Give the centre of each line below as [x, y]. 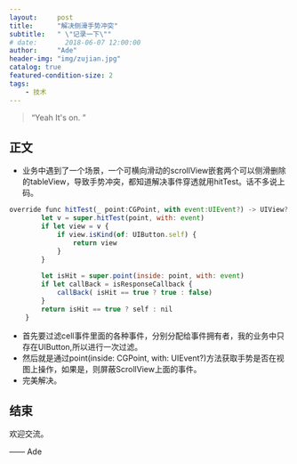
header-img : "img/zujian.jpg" [65, 59]
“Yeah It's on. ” [58, 118]
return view [95, 243]
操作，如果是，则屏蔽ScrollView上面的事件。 [120, 369]
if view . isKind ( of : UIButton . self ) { [127, 234]
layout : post [41, 17]
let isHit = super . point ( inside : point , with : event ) [143, 276]
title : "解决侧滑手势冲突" [64, 26]
